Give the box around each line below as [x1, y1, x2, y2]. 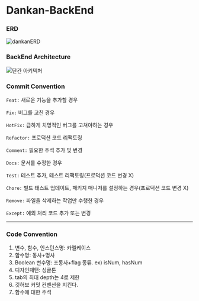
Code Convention [6, 230, 58, 238]
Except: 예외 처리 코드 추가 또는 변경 [6, 209, 91, 216]
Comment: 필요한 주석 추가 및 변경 [6, 147, 83, 154]
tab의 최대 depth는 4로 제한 [14, 274, 80, 281]
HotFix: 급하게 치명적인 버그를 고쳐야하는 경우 [6, 122, 114, 129]
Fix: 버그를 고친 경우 [6, 109, 55, 116]
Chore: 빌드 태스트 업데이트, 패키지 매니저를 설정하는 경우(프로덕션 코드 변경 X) [6, 185, 189, 192]
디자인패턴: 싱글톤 [14, 267, 56, 274]
